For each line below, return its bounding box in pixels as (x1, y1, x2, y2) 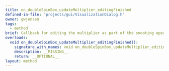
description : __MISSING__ (14, 49, 69, 54)
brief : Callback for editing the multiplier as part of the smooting (5, 30, 154, 35)
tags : (5, 21, 17, 26)
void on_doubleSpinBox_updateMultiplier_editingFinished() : (10, 40, 138, 45)
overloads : (5, 35, 28, 40)
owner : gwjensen (5, 16, 39, 21)
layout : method (5, 58, 37, 63)
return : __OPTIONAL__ (14, 53, 59, 59)
